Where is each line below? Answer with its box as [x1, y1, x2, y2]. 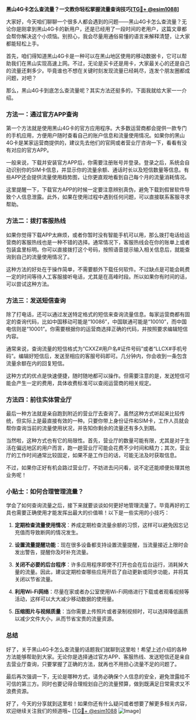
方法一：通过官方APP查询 [6, 110, 79, 118]
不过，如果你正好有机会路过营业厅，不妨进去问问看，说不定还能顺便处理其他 [6, 464, 190, 471]
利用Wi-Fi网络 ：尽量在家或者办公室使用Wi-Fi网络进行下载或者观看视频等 [14, 588, 190, 595]
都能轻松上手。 [6, 40, 42, 47]
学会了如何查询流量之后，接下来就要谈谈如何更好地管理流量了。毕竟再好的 [6, 502, 185, 509]
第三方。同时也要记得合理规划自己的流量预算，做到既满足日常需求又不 [21, 680, 190, 687]
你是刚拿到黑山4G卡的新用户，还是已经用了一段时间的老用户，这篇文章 [10, 26, 182, 32]
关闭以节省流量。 [14, 576, 56, 583]
